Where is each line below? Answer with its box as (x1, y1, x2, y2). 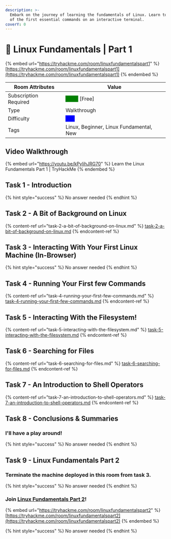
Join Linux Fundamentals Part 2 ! (5, 496, 87, 503)
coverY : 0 (5, 21, 26, 27)
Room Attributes (14, 84, 55, 91)
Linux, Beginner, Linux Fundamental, (65, 124, 153, 131)
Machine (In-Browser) (5, 251, 77, 260)
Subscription (8, 92, 39, 100)
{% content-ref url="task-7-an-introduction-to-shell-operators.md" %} (5, 394, 154, 400)
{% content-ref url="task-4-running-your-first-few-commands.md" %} (5, 293, 154, 299)
